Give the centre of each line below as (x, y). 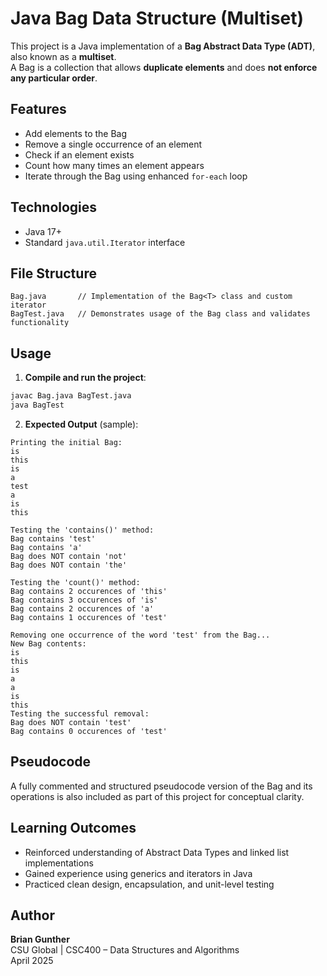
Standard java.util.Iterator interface (105, 242)
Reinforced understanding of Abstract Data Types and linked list (157, 852)
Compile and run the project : (85, 378)
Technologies (54, 207)
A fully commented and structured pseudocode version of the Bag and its (161, 786)
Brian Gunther (40, 939)
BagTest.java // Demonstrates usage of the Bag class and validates (160, 314)
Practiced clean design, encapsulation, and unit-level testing (149, 884)
